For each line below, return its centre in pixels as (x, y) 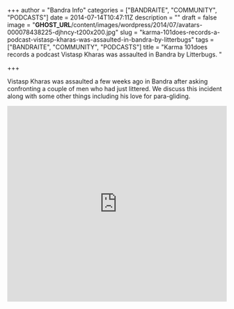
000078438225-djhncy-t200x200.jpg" (63, 32)
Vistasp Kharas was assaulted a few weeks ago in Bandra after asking (108, 81)
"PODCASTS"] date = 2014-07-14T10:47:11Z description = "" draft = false (112, 17)
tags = (205, 40)
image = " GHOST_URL (39, 25)
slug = (128, 32)
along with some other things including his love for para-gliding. (99, 96)
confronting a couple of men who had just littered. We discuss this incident (115, 89)
